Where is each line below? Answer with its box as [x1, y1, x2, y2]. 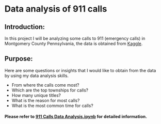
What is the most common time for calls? [11, 103, 94, 108]
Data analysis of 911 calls [4, 3, 107, 15]
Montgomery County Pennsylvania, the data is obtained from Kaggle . [4, 41, 143, 46]
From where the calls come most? [11, 82, 80, 88]
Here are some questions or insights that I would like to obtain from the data [4, 67, 156, 73]
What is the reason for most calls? [11, 97, 80, 103]
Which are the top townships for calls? [11, 87, 88, 93]
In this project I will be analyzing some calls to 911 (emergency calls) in [4, 35, 145, 41]
